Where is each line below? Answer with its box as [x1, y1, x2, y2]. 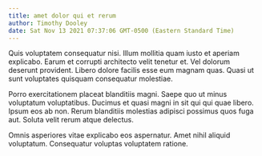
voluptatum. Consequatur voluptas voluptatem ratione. [8, 139, 188, 149]
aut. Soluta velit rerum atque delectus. [8, 115, 135, 125]
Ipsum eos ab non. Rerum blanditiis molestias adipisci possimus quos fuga [8, 106, 254, 116]
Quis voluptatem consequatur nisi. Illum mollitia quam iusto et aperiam [8, 49, 240, 58]
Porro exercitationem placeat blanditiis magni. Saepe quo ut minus [8, 90, 228, 99]
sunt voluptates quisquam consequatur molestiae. [8, 74, 174, 84]
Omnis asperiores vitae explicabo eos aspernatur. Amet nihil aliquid [8, 130, 231, 140]
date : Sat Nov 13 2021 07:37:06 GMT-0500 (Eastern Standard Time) [8, 26, 235, 34]
